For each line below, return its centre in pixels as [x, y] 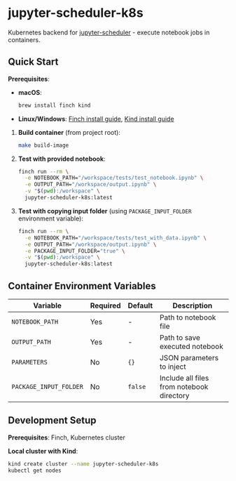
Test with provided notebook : [62, 159]
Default [140, 305]
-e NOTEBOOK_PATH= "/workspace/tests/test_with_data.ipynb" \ [116, 238]
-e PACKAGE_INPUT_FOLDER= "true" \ [75, 251]
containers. [24, 39]
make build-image [43, 145]
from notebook [184, 386]
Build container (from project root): [69, 132]
